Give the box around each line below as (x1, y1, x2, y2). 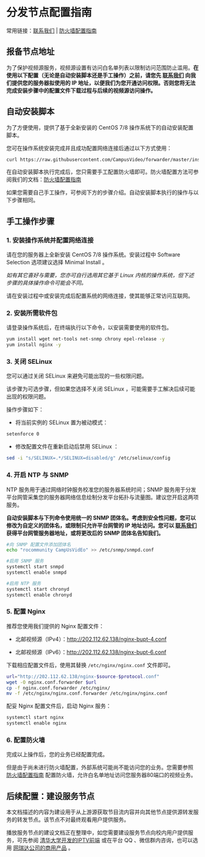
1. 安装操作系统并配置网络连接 (6, 236, 94, 244)
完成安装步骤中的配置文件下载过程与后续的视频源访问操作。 (6, 87, 156, 94)
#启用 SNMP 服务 (6, 558, 44, 565)
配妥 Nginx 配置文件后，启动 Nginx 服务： (6, 703, 112, 710)
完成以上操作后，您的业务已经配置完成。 (6, 751, 108, 758)
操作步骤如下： (6, 406, 44, 413)
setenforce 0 (6, 431, 40, 437)
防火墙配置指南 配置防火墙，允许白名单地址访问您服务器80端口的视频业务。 (6, 772, 196, 779)
